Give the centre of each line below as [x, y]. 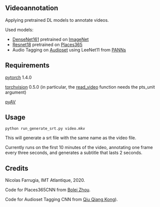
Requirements [27, 66]
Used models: [19, 30]
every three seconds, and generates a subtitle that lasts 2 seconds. [74, 153]
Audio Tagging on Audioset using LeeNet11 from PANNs [69, 50]
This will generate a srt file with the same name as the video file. [71, 138]
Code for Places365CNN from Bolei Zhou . [48, 190]
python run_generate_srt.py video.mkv [45, 129]
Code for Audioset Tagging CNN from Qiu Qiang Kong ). [61, 200]
